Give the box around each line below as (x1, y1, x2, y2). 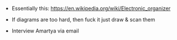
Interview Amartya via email (11, 27, 79, 34)
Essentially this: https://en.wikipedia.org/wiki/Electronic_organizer (11, 5, 171, 12)
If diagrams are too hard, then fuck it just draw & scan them (11, 16, 155, 23)
